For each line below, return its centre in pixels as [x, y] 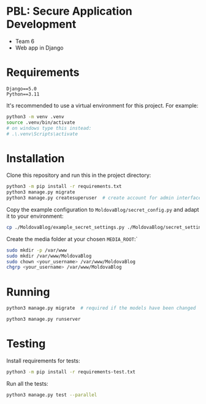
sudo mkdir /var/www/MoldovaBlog [49, 256]
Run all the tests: [27, 383]
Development [41, 24]
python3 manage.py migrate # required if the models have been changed [101, 308]
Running [28, 292]
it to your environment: [35, 216]
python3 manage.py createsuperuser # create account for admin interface [104, 198]
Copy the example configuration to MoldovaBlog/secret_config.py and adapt [103, 209]
